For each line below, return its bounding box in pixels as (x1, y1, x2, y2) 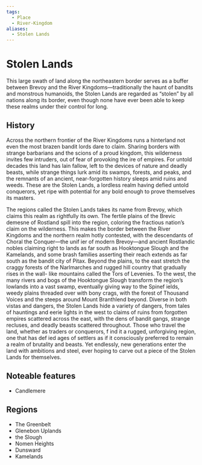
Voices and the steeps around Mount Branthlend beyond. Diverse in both (6, 295, 187, 303)
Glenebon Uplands (14, 427, 62, 434)
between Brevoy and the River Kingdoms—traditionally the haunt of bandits (6, 84, 194, 91)
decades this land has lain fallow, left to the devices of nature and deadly (6, 162, 188, 169)
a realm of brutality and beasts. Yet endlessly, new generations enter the (6, 341, 186, 348)
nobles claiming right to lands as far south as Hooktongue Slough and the (6, 244, 189, 251)
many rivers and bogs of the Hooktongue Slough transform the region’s (6, 276, 183, 284)
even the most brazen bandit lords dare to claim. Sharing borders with (6, 143, 180, 150)
